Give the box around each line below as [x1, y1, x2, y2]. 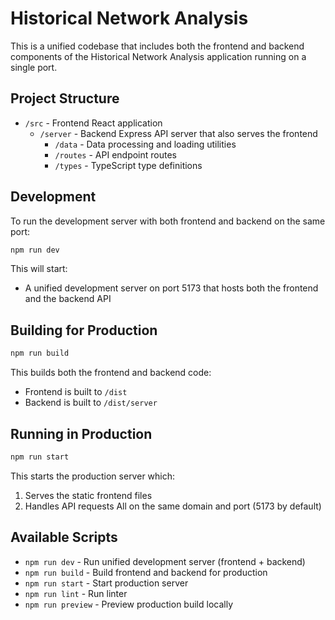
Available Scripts [10, 529, 118, 546]
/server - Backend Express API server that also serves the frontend [39, 127, 318, 139]
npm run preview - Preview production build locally [24, 598, 234, 610]
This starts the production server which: [10, 470, 176, 482]
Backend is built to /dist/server [24, 397, 158, 409]
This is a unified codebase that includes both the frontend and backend [10, 40, 305, 52]
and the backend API [24, 293, 112, 305]
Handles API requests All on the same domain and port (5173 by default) [24, 500, 322, 512]
